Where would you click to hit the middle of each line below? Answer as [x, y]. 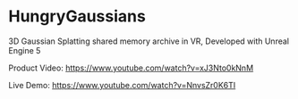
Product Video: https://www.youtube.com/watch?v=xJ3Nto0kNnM [131, 68]
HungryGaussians [77, 16]
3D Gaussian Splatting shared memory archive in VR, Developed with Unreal [149, 41]
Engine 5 [25, 50]
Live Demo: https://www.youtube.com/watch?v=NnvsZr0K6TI [122, 85]
